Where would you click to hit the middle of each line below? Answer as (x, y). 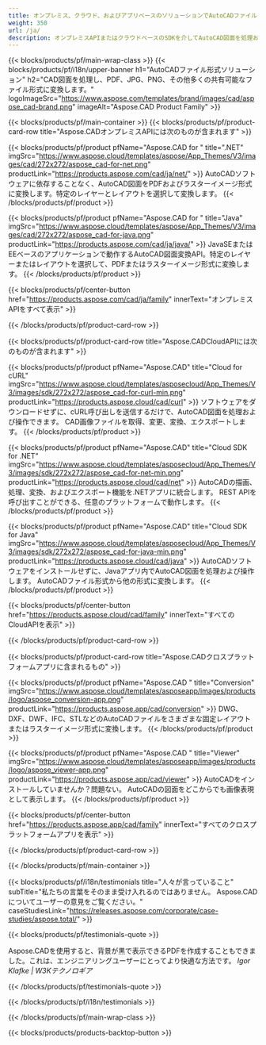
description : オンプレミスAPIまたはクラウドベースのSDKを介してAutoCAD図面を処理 (131, 38)
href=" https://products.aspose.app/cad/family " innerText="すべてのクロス (129, 824)
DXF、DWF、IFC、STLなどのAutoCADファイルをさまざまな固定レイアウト (130, 719)
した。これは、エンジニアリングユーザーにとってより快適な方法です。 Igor (129, 961)
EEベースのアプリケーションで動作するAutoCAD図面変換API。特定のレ (123, 254)
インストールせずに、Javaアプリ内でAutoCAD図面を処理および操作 (145, 571)
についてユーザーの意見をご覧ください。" (76, 902)
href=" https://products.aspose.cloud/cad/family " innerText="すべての (122, 615)
